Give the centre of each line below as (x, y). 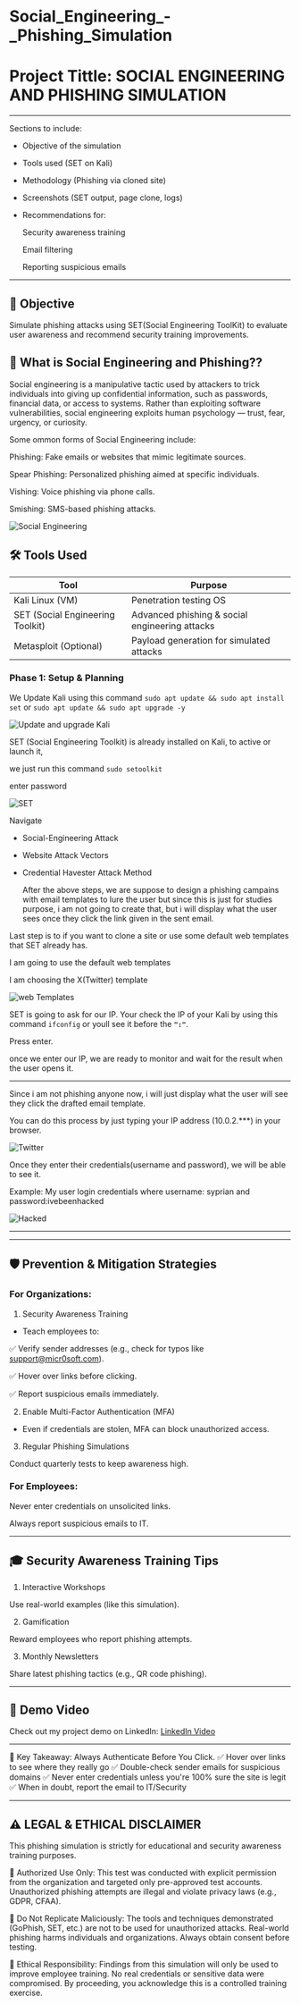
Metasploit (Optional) (58, 645)
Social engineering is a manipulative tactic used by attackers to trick (135, 384)
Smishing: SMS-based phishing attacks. (83, 509)
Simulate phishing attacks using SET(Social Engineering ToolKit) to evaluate (149, 324)
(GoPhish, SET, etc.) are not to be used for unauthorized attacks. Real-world (149, 1928)
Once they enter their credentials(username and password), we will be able (148, 1165)
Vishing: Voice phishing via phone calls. (82, 491)
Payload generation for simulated (200, 640)
